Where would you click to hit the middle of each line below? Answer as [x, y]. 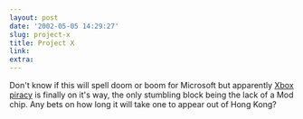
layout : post [34, 18]
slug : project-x [40, 34]
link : [19, 51]
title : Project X [42, 43]
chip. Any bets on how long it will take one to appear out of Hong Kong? [143, 104]
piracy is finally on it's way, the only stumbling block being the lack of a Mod [151, 95]
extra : [22, 59]
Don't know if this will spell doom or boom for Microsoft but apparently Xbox [151, 85]
